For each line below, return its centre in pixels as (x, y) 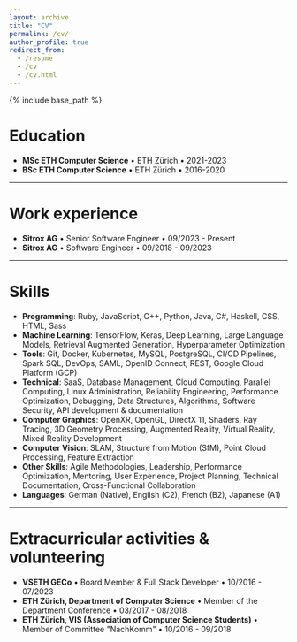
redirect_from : (37, 50)
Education (47, 136)
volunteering (57, 557)
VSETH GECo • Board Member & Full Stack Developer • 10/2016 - (142, 582)
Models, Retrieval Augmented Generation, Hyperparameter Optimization (153, 344)
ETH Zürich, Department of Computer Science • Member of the (140, 600)
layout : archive (39, 17)
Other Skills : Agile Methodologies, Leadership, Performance (132, 466)
